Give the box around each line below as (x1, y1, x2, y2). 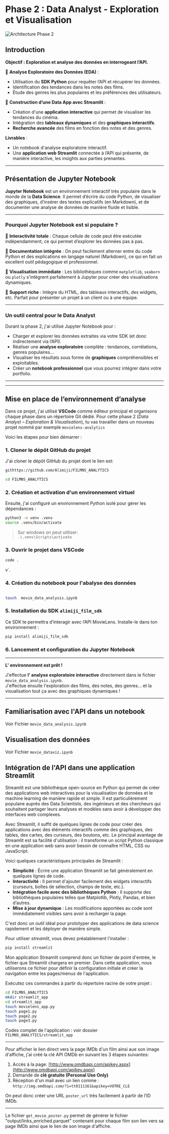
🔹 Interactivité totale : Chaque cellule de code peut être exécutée (5, 233, 142, 239)
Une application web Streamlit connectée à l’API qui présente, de (12, 150, 149, 156)
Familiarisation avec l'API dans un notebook (5, 707, 145, 716)
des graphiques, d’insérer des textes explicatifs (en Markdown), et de (5, 198, 149, 205)
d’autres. (12, 900, 31, 906)
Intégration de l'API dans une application (5, 763, 135, 772)
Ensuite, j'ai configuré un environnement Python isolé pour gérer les (5, 500, 146, 506)
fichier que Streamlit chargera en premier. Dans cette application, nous (5, 960, 152, 966)
